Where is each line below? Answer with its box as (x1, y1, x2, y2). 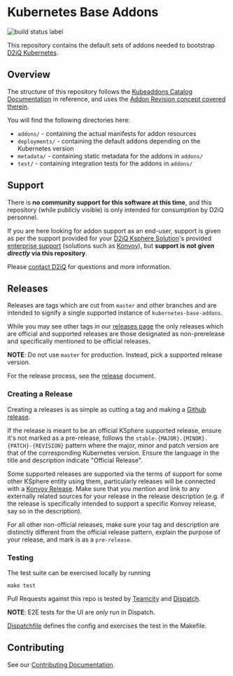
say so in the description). (7, 506, 83, 515)
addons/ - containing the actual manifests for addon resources (17, 129, 197, 137)
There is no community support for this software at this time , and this (7, 198, 212, 207)
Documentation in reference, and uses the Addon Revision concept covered (7, 95, 226, 103)
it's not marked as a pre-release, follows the (7, 434, 134, 442)
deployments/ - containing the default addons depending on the (17, 137, 201, 145)
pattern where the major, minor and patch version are (65, 441, 219, 449)
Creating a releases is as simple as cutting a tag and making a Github (7, 405, 206, 413)
